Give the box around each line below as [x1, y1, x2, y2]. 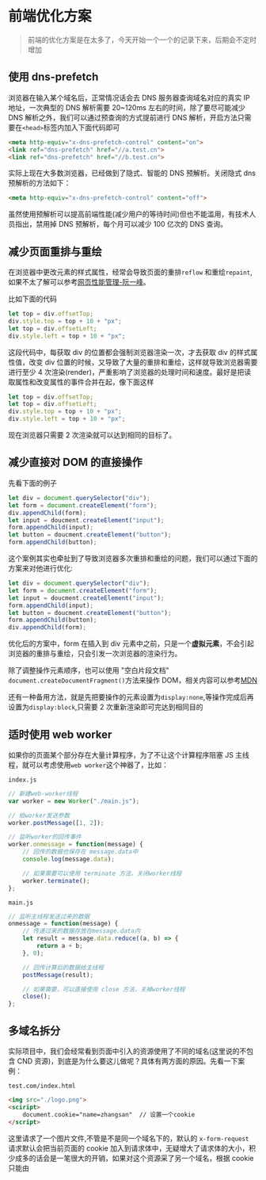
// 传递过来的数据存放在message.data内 [22, 927, 141, 935]
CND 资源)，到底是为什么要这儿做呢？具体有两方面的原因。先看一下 [17, 1056, 238, 1066]
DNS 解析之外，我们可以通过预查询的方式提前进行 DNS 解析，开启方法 [8, 113, 238, 122]
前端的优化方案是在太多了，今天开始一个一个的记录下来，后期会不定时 [27, 35, 257, 44]
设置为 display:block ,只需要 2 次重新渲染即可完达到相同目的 [8, 702, 203, 712]
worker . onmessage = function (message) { [8, 841, 144, 849]
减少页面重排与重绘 [8, 245, 102, 258]
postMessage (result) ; [22, 971, 93, 979]
